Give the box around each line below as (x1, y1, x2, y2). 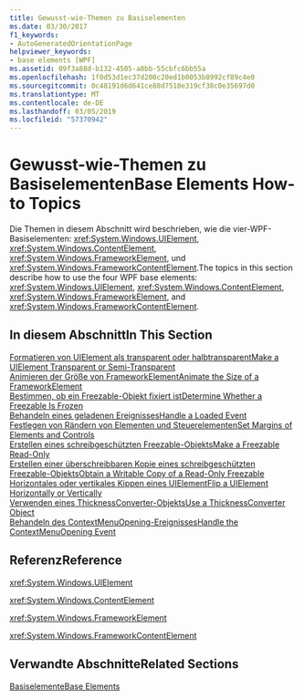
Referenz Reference (9, 553, 123, 569)
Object (9, 507, 35, 517)
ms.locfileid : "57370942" (9, 115, 108, 124)
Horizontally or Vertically (9, 487, 102, 498)
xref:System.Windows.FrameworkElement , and (9, 291, 186, 302)
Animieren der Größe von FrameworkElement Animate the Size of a (9, 371, 259, 381)
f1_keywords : (9, 30, 59, 39)
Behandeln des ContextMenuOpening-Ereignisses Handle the (9, 517, 239, 528)
